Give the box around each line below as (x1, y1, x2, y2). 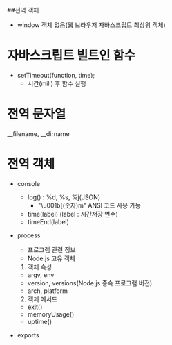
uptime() (27, 317, 52, 326)
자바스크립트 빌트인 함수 (7, 48, 136, 64)
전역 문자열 (7, 106, 66, 122)
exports (17, 330, 39, 339)
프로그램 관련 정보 (27, 245, 76, 253)
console (17, 179, 40, 187)
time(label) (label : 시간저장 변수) (27, 210, 119, 218)
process (17, 231, 41, 239)
